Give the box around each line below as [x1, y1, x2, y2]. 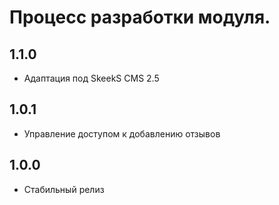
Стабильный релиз [23, 183, 105, 195]
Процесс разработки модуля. [9, 6, 271, 29]
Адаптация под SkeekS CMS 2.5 [23, 72, 160, 84]
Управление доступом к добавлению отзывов [23, 127, 221, 140]
